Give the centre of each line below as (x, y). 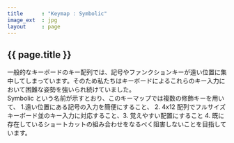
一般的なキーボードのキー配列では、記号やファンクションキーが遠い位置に (114, 72)
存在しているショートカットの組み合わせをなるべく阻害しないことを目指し (114, 124)
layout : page (34, 26)
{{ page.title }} (39, 54)
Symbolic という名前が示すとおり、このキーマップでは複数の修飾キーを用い (116, 99)
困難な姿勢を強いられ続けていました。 (80, 90)
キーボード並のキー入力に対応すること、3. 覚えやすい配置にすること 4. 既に (116, 116)
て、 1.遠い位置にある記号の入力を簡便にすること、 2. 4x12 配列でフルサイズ (117, 107)
